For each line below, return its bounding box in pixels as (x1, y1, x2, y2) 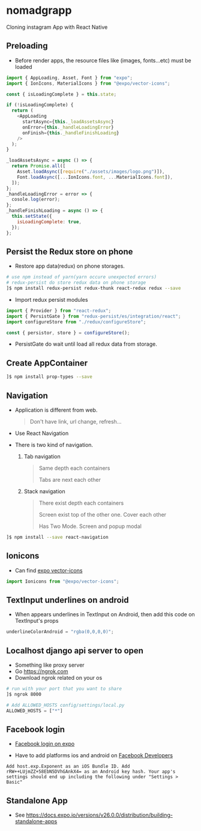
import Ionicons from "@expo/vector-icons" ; (6, 578, 119, 584)
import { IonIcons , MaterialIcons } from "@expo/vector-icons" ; (6, 80, 170, 86)
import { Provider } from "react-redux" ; (6, 307, 112, 314)
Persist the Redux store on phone (6, 247, 133, 257)
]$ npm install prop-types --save (6, 374, 93, 380)
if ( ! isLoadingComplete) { (6, 102, 74, 108)
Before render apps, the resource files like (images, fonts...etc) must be (14, 56, 192, 64)
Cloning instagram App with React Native (6, 23, 108, 31)
